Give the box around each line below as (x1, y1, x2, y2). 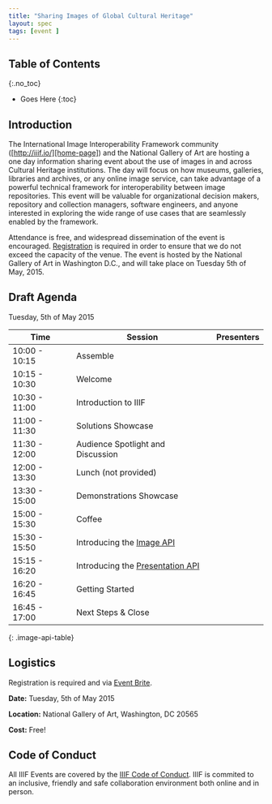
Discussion (76, 448, 119, 459)
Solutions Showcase (76, 419, 154, 431)
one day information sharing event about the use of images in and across (8, 157, 253, 166)
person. (8, 787, 35, 797)
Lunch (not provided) (76, 466, 157, 478)
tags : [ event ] (8, 27, 60, 35)
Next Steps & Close (76, 606, 150, 617)
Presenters (215, 331, 260, 342)
